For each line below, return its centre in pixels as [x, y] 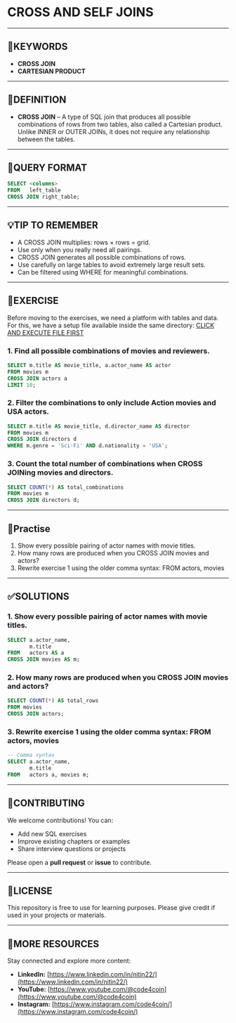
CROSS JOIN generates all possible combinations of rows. [101, 257]
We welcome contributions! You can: [60, 820]
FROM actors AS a [36, 653]
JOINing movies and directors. [60, 473]
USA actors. [28, 411]
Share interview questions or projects [72, 849]
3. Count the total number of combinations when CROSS [105, 464]
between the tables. [46, 139]
